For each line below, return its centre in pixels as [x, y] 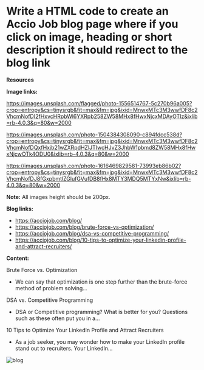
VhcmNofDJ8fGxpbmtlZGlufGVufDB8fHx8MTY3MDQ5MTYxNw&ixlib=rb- [99, 178]
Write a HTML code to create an [87, 11]
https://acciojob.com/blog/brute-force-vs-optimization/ [84, 227]
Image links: [22, 91]
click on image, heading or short [89, 37]
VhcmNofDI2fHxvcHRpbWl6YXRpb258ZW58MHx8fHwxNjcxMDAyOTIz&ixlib [102, 116]
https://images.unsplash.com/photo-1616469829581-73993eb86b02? [94, 166]
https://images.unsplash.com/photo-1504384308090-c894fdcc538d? [94, 134]
